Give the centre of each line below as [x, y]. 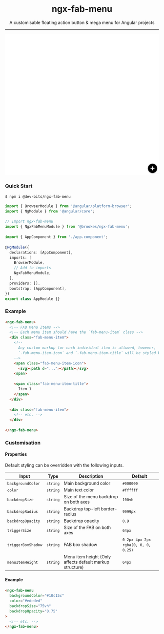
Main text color [79, 490]
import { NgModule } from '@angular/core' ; [50, 211]
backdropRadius [22, 512]
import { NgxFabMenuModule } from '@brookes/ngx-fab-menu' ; [68, 227]
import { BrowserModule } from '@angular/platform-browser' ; [69, 206]
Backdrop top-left [82, 508]
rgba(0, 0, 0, [137, 545]
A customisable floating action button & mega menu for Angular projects [82, 22]
